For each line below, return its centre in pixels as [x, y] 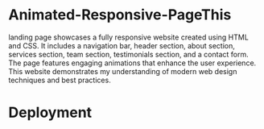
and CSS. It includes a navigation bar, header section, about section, [122, 45]
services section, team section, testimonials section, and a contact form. [129, 54]
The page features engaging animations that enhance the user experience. [132, 63]
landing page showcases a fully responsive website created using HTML [129, 37]
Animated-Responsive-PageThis [120, 15]
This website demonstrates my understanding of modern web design [123, 71]
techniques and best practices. [60, 80]
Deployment [50, 112]
